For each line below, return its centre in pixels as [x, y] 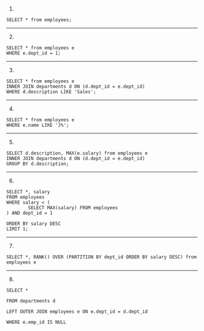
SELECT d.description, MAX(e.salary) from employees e [77, 153]
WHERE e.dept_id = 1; [34, 53]
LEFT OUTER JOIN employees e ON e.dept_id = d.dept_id [77, 312]
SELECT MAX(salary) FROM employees [73, 208]
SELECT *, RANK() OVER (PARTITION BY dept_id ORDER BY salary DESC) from [102, 257]
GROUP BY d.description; [38, 164]
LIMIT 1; [17, 229]
